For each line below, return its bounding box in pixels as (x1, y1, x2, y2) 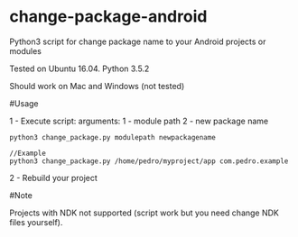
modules (9, 45, 42, 56)
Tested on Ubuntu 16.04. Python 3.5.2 (9, 63, 150, 74)
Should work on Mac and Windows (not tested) (9, 80, 185, 91)
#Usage (9, 97, 39, 109)
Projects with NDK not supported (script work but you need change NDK (9, 207, 280, 218)
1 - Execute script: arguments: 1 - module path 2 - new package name (9, 115, 269, 126)
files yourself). (9, 216, 63, 227)
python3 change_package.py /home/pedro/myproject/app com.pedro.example (9, 156, 289, 166)
